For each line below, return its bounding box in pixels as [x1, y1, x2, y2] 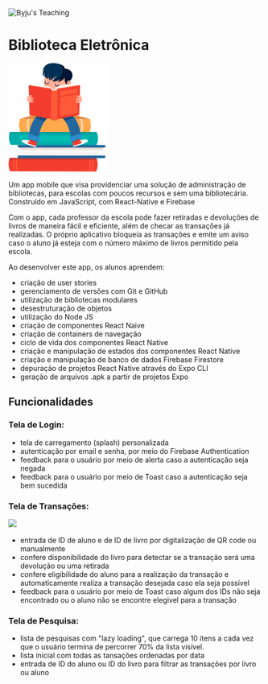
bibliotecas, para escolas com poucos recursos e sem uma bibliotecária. [8, 188, 249, 198]
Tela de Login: [8, 419, 64, 431]
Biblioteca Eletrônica [8, 36, 150, 55]
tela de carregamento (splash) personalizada [19, 438, 169, 447]
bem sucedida [19, 480, 68, 490]
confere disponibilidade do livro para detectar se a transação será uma [19, 553, 255, 562]
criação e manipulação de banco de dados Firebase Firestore [19, 355, 224, 365]
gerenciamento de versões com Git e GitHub [19, 286, 168, 296]
